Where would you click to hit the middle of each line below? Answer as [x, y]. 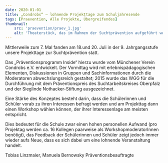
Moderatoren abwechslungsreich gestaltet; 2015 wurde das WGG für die [80, 78]
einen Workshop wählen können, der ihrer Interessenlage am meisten [77, 109]
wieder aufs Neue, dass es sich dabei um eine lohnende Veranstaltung [78, 140]
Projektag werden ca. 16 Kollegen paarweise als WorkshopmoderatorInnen [82, 129]
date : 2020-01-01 [23, 10]
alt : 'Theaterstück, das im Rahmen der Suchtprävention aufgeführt [86, 33]
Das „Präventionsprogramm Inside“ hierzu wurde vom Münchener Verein [80, 62]
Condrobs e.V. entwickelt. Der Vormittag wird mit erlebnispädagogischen [80, 67]
